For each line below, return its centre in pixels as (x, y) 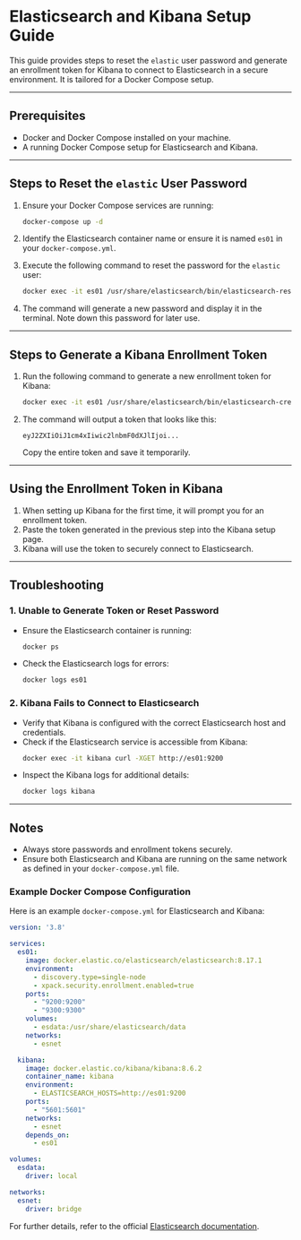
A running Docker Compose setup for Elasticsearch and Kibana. (140, 147)
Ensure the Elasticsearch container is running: (107, 630)
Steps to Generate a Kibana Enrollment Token (138, 354)
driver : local (52, 1176)
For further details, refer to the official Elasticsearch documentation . (134, 1226)
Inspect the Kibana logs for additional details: (106, 775)
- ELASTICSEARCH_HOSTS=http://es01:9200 (109, 1094)
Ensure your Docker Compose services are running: (118, 205)
